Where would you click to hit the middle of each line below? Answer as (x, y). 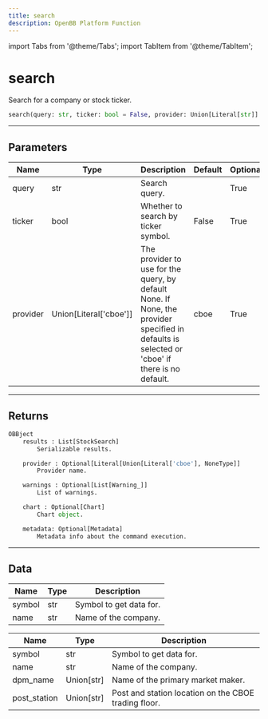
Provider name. (62, 471)
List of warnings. (67, 493)
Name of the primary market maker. (178, 680)
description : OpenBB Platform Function (75, 23)
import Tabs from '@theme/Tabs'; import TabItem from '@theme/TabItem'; (131, 46)
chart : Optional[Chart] (64, 507)
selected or (162, 349)
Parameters (38, 147)
